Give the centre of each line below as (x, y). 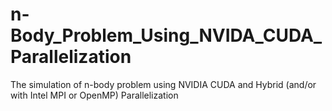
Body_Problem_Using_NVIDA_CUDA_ (166, 35)
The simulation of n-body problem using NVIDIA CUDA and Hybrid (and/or (163, 84)
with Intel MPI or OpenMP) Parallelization (94, 95)
